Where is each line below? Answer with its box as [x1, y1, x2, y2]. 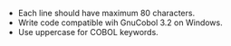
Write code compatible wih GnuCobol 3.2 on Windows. [17, 17, 224, 28]
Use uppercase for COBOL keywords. [17, 27, 159, 37]
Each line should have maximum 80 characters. [17, 8, 196, 18]
